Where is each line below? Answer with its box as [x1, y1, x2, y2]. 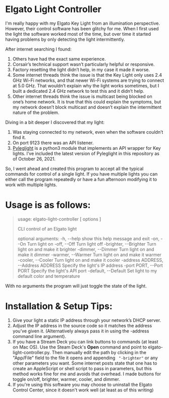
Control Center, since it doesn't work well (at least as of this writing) [12, 387, 154, 393]
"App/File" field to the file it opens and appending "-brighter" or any [12, 355, 158, 361]
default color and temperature [17, 273, 80, 279]
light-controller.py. [12, 349, 51, 355]
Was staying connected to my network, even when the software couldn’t [12, 129, 163, 135]
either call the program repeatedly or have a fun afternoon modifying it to [5, 176, 157, 182]
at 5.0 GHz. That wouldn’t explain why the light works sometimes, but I [12, 82, 159, 89]
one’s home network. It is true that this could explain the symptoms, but [12, 98, 161, 104]
